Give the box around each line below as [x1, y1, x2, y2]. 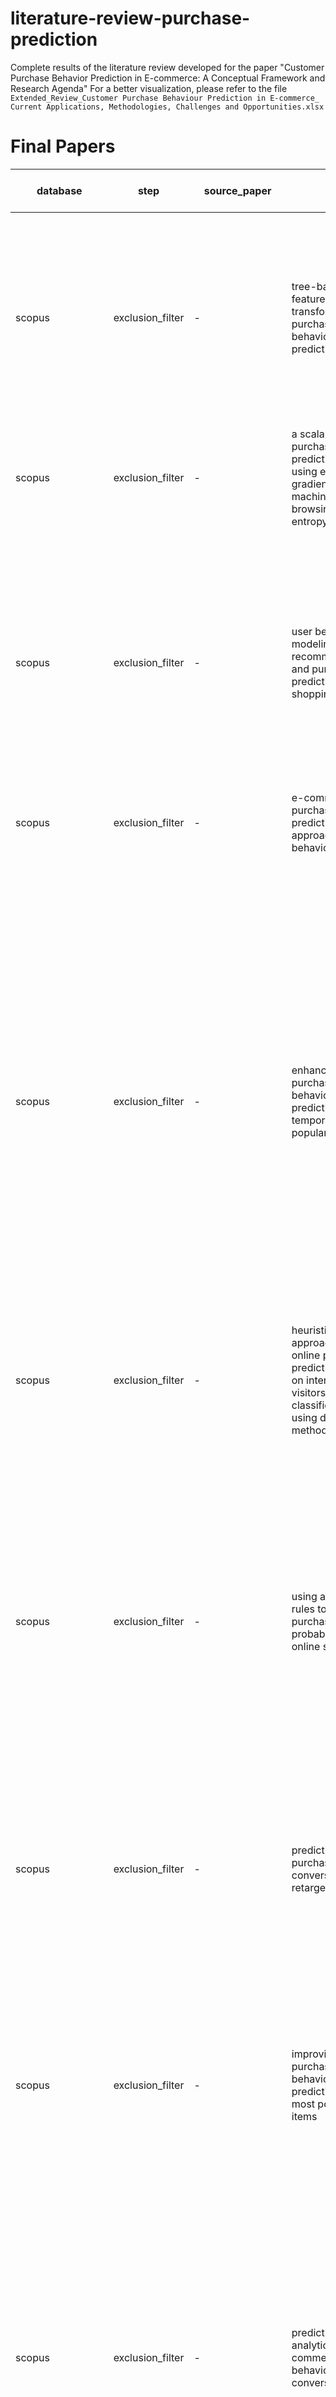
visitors [291, 1385, 327, 1399]
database [36, 183, 83, 197]
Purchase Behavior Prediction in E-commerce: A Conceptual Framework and [10, 72, 326, 84]
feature [291, 292, 326, 306]
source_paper [203, 183, 272, 197]
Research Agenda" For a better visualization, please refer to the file [10, 82, 288, 94]
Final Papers [10, 135, 116, 158]
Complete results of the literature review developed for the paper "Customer [10, 61, 325, 73]
